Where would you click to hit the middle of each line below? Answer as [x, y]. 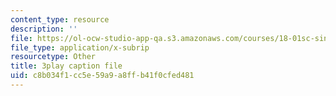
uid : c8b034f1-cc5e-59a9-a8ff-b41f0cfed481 [102, 76]
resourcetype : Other [53, 57]
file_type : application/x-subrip [80, 47]
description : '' [44, 29]
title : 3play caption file [66, 66]
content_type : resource [60, 19]
